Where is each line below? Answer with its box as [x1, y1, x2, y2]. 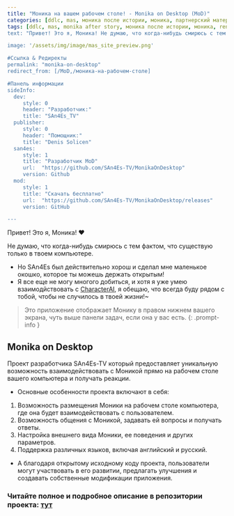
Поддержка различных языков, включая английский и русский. [17, 446, 208, 454]
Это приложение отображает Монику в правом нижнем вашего [24, 306, 215, 314]
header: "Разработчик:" [22, 106, 92, 114]
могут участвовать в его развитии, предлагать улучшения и [17, 467, 197, 475]
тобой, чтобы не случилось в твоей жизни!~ [17, 292, 149, 301]
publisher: [13, 119, 45, 126]
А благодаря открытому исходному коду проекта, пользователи [17, 459, 210, 467]
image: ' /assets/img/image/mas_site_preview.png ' [7, 42, 155, 49]
